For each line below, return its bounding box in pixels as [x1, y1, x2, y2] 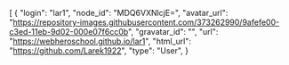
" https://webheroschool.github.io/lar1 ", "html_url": [9, 36, 191, 46]
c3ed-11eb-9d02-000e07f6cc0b [9, 27, 129, 37]
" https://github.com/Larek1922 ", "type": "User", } [9, 45, 189, 56]
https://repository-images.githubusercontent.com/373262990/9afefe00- [12, 17, 280, 28]
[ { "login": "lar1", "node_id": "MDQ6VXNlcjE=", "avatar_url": [9, 8, 229, 18]
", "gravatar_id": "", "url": [127, 27, 219, 37]
